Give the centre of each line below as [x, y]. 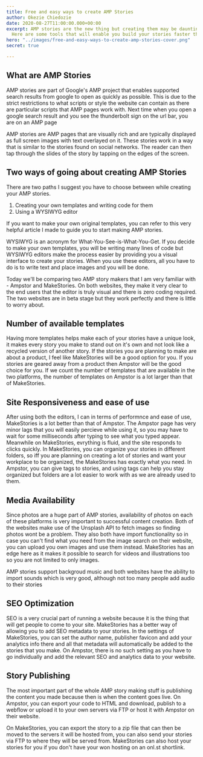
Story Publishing [38, 676]
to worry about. [25, 305]
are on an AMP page [32, 122]
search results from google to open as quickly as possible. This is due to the [101, 96]
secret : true [23, 46]
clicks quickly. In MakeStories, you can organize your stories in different [96, 449]
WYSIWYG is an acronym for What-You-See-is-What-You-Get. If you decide [101, 241]
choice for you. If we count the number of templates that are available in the [101, 371]
